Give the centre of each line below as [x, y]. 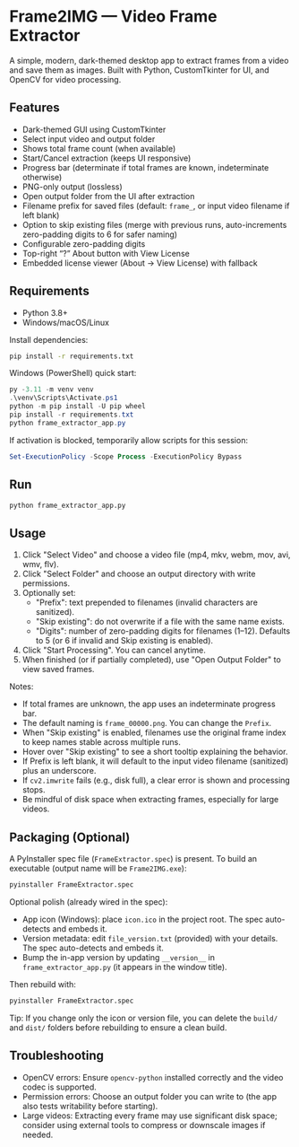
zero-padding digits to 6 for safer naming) [99, 234]
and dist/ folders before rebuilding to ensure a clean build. [118, 1027]
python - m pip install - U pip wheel [77, 407]
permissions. [46, 583]
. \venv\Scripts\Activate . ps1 [64, 398]
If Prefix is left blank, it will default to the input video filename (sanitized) [155, 761]
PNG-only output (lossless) [72, 187]
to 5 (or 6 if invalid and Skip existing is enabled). [124, 641]
